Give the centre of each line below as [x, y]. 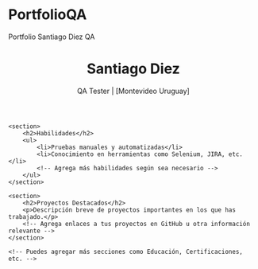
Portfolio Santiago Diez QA [52, 37]
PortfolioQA [48, 15]
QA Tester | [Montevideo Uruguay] [133, 91]
